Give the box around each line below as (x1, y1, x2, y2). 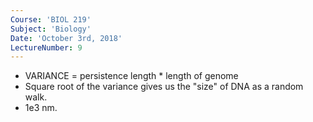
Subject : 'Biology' (10, 24, 92, 34)
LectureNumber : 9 (10, 42, 83, 53)
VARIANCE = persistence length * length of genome (24, 70, 239, 82)
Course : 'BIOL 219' (10, 14, 92, 25)
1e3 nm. (24, 102, 58, 114)
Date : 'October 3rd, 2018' (10, 33, 123, 43)
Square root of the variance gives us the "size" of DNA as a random (24, 81, 304, 93)
